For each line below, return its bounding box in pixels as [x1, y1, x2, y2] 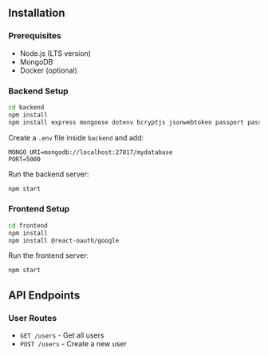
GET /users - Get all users [19, 330, 104, 340]
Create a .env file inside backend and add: [8, 133, 144, 142]
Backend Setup [8, 85, 69, 97]
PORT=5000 [8, 155, 41, 163]
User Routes [8, 312, 57, 323]
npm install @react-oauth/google [8, 236, 120, 244]
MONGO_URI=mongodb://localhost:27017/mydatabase [8, 148, 173, 156]
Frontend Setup [8, 204, 70, 215]
